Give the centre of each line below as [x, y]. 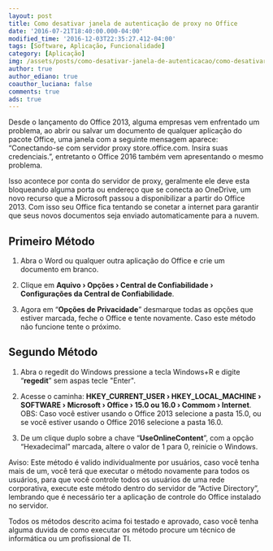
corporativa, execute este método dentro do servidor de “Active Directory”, [134, 488]
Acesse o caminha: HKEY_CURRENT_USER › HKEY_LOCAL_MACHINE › [141, 396]
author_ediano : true [43, 76]
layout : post [30, 16]
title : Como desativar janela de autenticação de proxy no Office [123, 24]
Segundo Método [53, 352]
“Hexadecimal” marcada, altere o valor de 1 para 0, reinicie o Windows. [139, 446]
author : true [30, 69]
